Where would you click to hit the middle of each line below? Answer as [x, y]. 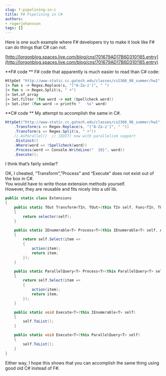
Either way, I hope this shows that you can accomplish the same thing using [82, 363]
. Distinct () [26, 141]
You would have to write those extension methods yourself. [65, 184]
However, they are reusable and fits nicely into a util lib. [61, 189]
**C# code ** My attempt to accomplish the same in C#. [63, 113]
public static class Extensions [38, 198]
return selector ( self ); [47, 216]
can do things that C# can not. [36, 47]
